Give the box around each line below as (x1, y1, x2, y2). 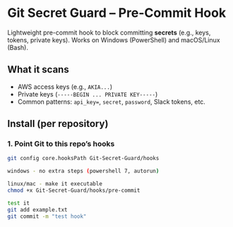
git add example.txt (7, 206, 68, 213)
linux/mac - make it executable (7, 180, 102, 188)
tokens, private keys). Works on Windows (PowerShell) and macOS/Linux (7, 35, 220, 44)
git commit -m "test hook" (7, 213, 87, 220)
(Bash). (7, 43, 28, 51)
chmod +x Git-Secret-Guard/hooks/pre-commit (7, 187, 141, 195)
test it (7, 200, 30, 207)
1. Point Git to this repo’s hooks (7, 139, 115, 149)
